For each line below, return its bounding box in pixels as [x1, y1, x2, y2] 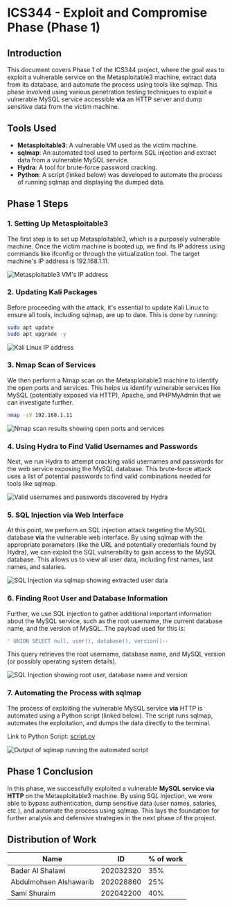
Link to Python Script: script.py [7, 732, 96, 740]
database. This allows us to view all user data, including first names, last [7, 555, 213, 563]
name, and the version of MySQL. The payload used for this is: [7, 624, 186, 632]
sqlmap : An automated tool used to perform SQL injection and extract [17, 148, 217, 157]
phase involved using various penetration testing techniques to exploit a [7, 88, 213, 96]
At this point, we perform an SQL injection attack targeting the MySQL [7, 526, 206, 534]
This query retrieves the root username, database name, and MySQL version [7, 650, 226, 659]
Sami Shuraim [10, 888, 56, 898]
